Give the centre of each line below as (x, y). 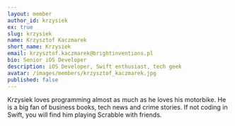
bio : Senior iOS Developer (47, 60)
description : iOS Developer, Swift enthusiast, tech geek (94, 67)
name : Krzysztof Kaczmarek (47, 40)
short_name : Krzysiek (39, 47)
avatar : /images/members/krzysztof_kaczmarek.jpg (82, 73)
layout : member (30, 14)
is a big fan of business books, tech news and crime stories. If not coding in (117, 108)
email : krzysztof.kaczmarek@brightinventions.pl (80, 54)
